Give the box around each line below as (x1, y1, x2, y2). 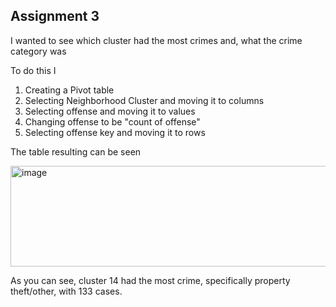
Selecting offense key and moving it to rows (24, 126, 206, 138)
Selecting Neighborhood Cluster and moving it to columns (24, 94, 265, 106)
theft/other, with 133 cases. (10, 285, 123, 297)
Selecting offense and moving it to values (24, 105, 196, 117)
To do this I (10, 64, 57, 76)
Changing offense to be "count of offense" (24, 115, 201, 128)
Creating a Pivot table (24, 84, 115, 96)
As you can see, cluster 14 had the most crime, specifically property (10, 274, 291, 286)
